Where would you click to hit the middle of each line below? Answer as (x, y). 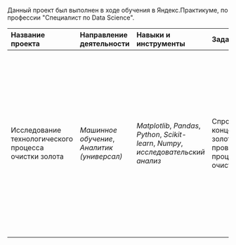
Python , (149, 134)
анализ (149, 161)
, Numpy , (168, 143)
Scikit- (175, 134)
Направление (104, 35)
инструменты (161, 44)
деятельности (105, 44)
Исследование (36, 130)
